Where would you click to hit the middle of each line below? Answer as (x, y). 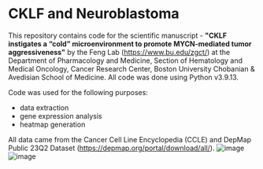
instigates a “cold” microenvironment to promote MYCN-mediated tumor (130, 43)
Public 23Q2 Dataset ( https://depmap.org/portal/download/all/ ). (111, 148)
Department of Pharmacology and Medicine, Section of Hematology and (125, 61)
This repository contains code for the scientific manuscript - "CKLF (117, 35)
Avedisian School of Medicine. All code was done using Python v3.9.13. (123, 77)
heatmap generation (52, 124)
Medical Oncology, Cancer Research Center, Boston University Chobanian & (131, 68)
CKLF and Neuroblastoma (94, 14)
